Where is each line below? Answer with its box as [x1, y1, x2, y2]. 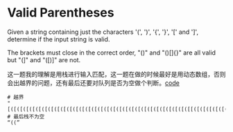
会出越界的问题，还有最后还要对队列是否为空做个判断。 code [7, 78, 180, 87]
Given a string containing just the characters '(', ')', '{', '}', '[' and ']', [7, 28, 199, 36]
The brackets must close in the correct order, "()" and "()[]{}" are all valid [7, 48, 216, 57]
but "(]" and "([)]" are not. [7, 55, 81, 64]
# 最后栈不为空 [7, 113, 45, 120]
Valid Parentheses [7, 5, 114, 21]
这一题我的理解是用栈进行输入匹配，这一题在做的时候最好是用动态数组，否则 [7, 70, 226, 78]
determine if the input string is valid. [7, 35, 110, 43]
